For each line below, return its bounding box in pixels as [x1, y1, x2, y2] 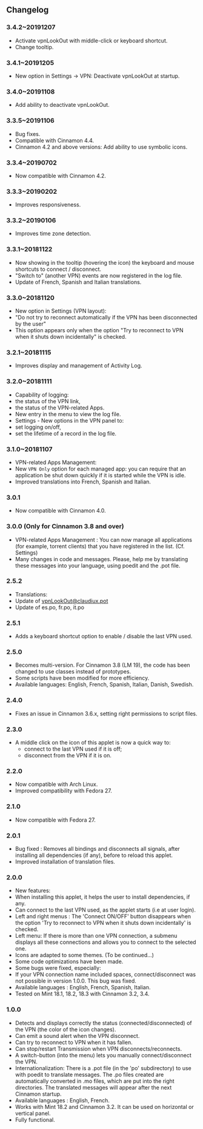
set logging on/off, [15, 423, 62, 431]
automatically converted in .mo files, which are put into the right [15, 1077, 175, 1085]
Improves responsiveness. [15, 201, 81, 208]
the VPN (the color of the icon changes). [15, 1026, 116, 1033]
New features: [15, 887, 51, 895]
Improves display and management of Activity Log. [15, 362, 142, 369]
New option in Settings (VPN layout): [15, 307, 107, 315]
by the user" [15, 320, 47, 327]
